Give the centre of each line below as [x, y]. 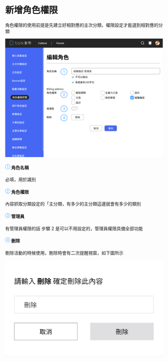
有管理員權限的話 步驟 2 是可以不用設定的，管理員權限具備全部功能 [74, 228]
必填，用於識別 [20, 179]
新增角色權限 [32, 10]
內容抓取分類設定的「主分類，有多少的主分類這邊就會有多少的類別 [73, 204]
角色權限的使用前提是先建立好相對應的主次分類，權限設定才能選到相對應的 [82, 25]
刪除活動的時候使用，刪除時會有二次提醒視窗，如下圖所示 [64, 252]
